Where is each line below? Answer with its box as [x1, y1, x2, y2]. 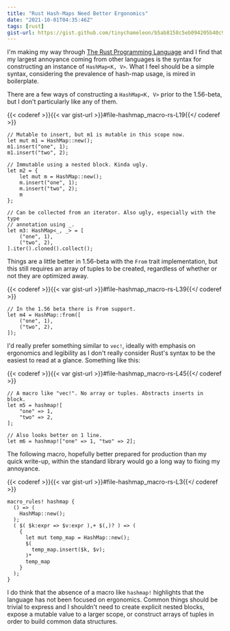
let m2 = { [7, 167, 38, 175]
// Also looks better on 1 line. [7, 432, 103, 439]
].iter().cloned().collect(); [7, 245, 94, 252]
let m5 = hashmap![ [7, 402, 63, 409]
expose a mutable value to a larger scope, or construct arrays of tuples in [7, 610, 214, 619]
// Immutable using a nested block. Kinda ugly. [7, 162, 149, 169]
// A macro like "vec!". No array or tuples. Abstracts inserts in [7, 390, 204, 397]
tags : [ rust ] [7, 23, 44, 29]
